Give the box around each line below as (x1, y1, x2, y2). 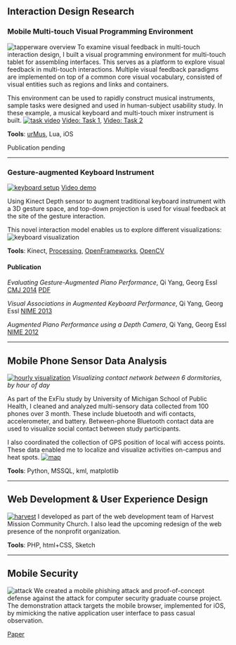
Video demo (60, 183, 97, 192)
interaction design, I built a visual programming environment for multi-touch (7, 50, 226, 58)
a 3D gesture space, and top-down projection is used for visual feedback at (7, 204, 226, 213)
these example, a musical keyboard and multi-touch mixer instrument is (7, 108, 214, 117)
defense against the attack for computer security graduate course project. (7, 594, 223, 602)
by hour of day (7, 381, 51, 389)
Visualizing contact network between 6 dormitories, (72, 374, 223, 382)
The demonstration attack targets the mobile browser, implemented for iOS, (7, 601, 226, 610)
